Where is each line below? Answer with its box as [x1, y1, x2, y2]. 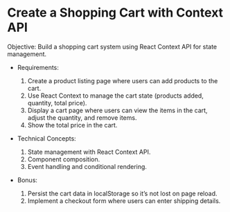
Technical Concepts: [17, 134, 76, 143]
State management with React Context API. [27, 148, 151, 156]
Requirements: [17, 63, 59, 71]
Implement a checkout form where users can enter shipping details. [27, 196, 221, 205]
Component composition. [27, 154, 100, 164]
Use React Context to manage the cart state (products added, [27, 91, 204, 100]
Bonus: [17, 175, 38, 184]
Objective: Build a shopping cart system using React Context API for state [7, 42, 218, 51]
